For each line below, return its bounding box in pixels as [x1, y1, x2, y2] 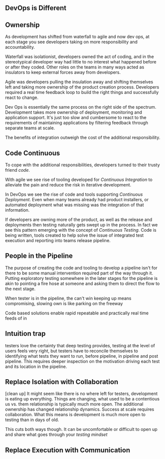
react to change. [5, 94, 38, 100]
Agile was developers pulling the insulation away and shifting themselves [5, 79, 154, 85]
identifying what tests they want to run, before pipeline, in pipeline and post [5, 353, 159, 359]
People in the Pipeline [5, 252, 73, 260]
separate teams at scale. [5, 125, 55, 131]
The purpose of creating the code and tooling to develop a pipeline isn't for [5, 265, 158, 271]
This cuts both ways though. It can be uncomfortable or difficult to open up [5, 427, 158, 432]
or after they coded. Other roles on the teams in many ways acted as [5, 64, 144, 70]
